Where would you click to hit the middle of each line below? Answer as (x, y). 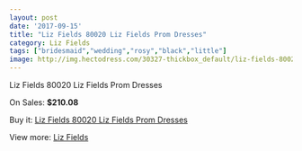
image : (22, 59)
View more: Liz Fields (49, 137)
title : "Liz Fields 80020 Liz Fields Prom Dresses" (108, 34)
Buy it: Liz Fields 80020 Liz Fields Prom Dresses (99, 120)
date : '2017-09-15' (46, 26)
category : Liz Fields (50, 43)
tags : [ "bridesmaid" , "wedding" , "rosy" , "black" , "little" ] (118, 51)
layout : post (34, 18)
